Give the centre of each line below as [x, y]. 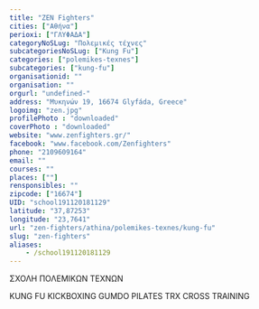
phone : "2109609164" [48, 152]
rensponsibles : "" [44, 186]
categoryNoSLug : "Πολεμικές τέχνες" [78, 43]
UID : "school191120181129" [60, 203]
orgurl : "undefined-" [50, 93]
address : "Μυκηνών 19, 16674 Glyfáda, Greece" [98, 102]
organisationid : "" [46, 77]
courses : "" [32, 169]
